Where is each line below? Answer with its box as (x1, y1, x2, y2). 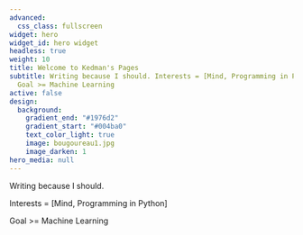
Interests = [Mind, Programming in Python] (9, 197, 169, 208)
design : (9, 96, 39, 106)
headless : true (9, 47, 67, 56)
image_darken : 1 (25, 147, 87, 156)
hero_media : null (9, 155, 75, 165)
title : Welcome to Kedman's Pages (9, 64, 140, 73)
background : (17, 105, 63, 114)
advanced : (9, 13, 47, 23)
